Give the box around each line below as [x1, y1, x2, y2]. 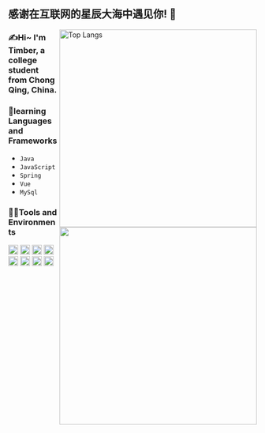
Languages [8, 115, 53, 126]
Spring [19, 171, 42, 179]
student [8, 65, 39, 76]
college [8, 55, 38, 66]
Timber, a [8, 45, 46, 56]
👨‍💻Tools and [8, 206, 58, 217]
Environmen [8, 216, 56, 228]
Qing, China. [8, 85, 58, 96]
